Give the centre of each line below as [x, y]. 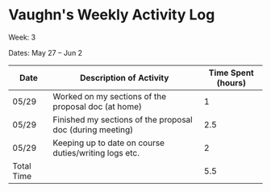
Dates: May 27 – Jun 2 [46, 52]
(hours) [231, 82]
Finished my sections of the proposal [123, 119]
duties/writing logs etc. [96, 152]
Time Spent [231, 73]
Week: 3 [22, 37]
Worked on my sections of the [110, 96]
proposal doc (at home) [98, 106]
